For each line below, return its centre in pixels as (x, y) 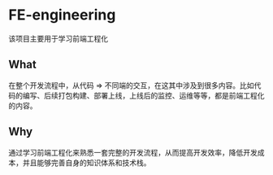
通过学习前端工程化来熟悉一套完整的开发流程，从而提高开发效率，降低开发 (133, 152)
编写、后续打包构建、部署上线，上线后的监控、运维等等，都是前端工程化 (143, 95)
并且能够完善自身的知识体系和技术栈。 (87, 162)
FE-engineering (62, 15)
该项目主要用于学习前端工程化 (58, 38)
